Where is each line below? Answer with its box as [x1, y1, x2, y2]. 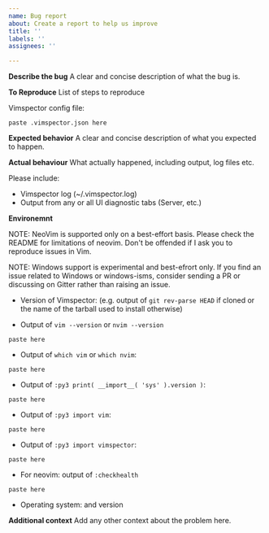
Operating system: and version [20, 500, 124, 509]
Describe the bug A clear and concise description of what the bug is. [8, 72, 241, 81]
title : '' [8, 27, 42, 35]
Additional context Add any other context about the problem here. [8, 516, 232, 526]
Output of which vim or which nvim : [20, 350, 137, 360]
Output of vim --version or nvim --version [20, 320, 164, 330]
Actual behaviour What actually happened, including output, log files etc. [8, 158, 254, 168]
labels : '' [8, 34, 46, 43]
